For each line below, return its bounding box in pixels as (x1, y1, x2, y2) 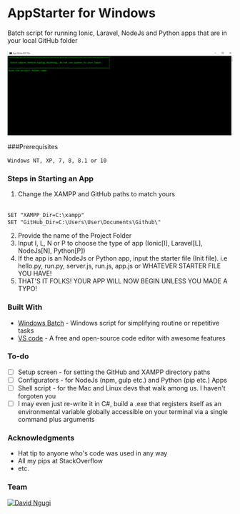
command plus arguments (17, 415, 95, 424)
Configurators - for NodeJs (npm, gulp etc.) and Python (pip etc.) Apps (17, 376, 227, 384)
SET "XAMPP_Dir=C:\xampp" (7, 212, 84, 219)
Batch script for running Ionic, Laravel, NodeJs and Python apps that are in (7, 29, 227, 37)
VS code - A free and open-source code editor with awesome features (17, 333, 226, 342)
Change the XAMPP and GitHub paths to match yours (17, 190, 176, 198)
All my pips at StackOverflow (17, 457, 104, 465)
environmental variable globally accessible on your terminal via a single (17, 408, 229, 416)
